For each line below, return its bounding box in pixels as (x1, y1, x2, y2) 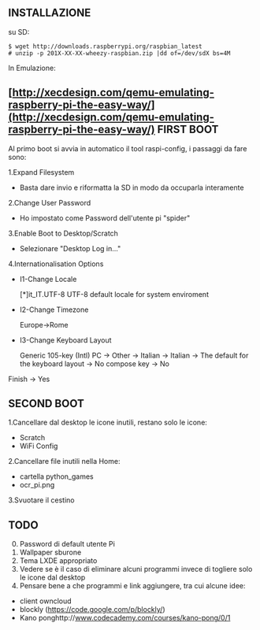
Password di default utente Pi (19, 539, 116, 549)
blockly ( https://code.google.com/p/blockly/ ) (19, 605, 165, 614)
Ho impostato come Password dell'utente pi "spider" (19, 213, 191, 223)
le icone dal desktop (19, 573, 86, 582)
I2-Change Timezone (19, 305, 89, 314)
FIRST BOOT (157, 123, 219, 136)
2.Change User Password (8, 198, 91, 207)
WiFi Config (19, 441, 58, 451)
